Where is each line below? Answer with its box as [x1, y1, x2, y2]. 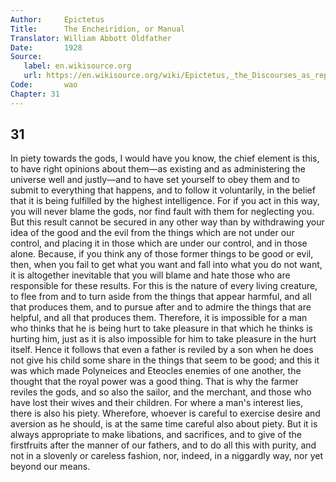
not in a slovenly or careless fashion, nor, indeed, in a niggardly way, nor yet [10, 450, 324, 462]
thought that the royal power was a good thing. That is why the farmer [10, 376, 299, 388]
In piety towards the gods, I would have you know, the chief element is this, [10, 152, 320, 165]
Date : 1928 [10, 42, 83, 53]
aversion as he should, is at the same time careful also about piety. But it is [10, 418, 318, 430]
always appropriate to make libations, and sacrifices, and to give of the [10, 429, 302, 441]
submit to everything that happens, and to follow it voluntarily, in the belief [10, 184, 316, 196]
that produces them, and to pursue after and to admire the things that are [10, 301, 312, 313]
